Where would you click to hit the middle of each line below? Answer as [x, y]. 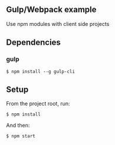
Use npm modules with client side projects [58, 24]
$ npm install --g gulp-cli [41, 71]
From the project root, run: [38, 104]
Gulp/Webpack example [51, 10]
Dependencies [33, 43]
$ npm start [21, 136]
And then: [18, 126]
